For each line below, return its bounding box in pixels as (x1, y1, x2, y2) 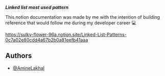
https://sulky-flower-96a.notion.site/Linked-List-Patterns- (5, 31, 127, 37)
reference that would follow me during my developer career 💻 (5, 20, 136, 26)
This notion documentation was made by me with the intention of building (5, 14, 160, 20)
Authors (5, 52, 32, 60)
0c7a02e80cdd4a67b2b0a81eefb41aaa (5, 37, 88, 43)
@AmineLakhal (12, 65, 45, 71)
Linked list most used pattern (5, 5, 69, 10)
